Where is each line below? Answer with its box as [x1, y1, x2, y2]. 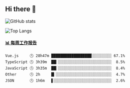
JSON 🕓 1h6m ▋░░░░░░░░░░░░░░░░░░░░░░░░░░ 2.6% [5, 78, 126, 84]
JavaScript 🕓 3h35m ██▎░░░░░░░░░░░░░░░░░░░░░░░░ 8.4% [5, 66, 126, 71]
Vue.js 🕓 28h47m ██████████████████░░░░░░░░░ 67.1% [5, 53, 126, 59]
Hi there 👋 [5, 5, 36, 13]
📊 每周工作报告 [5, 40, 37, 46]
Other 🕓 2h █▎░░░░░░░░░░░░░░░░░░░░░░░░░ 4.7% [5, 72, 126, 77]
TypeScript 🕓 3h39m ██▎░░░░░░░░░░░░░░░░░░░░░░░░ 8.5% [5, 60, 126, 65]
